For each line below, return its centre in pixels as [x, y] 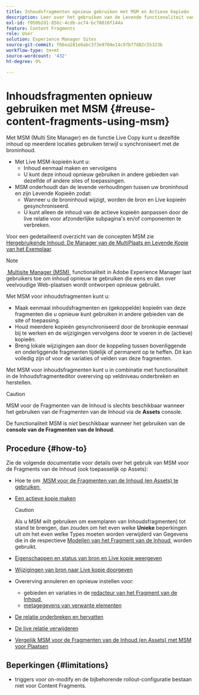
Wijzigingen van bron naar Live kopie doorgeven [74, 570]
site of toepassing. [37, 320]
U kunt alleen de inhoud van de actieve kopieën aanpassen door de [106, 212]
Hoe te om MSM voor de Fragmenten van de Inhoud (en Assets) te [97, 481]
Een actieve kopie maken [45, 499]
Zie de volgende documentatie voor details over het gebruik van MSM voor [98, 463]
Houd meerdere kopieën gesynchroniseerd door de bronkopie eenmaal [101, 327]
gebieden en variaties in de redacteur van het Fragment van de [100, 593]
